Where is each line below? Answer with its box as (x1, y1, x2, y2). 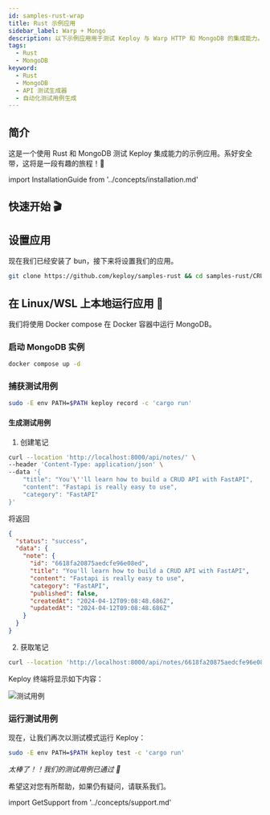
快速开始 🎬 (8, 200, 63, 214)
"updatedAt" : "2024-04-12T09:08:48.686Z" (29, 604, 171, 612)
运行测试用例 (8, 713, 59, 724)
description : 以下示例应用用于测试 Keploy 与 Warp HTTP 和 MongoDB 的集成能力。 (8, 34, 264, 43)
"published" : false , (29, 589, 99, 597)
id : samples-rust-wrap (8, 11, 84, 20)
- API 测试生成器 (15, 86, 67, 95)
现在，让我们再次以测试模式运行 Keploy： (8, 733, 146, 743)
